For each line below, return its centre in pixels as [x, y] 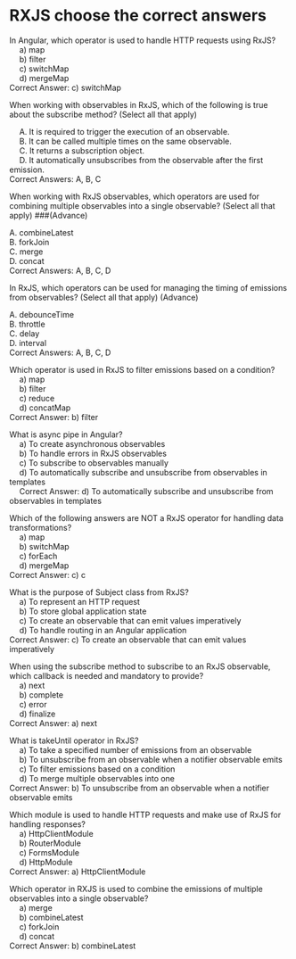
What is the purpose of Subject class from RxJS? [99, 592]
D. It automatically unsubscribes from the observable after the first [141, 160]
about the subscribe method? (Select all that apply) [103, 114]
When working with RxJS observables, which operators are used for [135, 196]
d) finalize [37, 714]
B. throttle [28, 324]
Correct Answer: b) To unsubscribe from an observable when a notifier [140, 788]
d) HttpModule [46, 862]
